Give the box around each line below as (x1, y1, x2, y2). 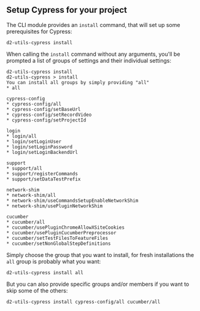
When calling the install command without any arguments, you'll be (6, 50, 180, 58)
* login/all (6, 133, 37, 139)
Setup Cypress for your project (6, 5, 128, 15)
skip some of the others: (6, 286, 68, 294)
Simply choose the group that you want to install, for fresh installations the (6, 251, 194, 258)
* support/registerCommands (6, 171, 79, 177)
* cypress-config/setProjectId (6, 117, 87, 123)
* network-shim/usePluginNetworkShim (6, 202, 103, 209)
